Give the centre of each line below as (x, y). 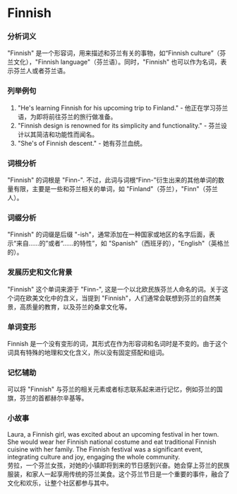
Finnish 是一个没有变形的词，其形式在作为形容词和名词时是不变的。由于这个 (117, 343)
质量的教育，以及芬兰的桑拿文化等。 (78, 306)
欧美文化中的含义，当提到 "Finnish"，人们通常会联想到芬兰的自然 (120, 298)
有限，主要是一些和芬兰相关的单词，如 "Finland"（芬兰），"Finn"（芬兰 (116, 189)
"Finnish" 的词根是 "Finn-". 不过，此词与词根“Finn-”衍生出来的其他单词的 (113, 180)
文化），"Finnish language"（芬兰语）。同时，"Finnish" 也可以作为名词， (117, 62)
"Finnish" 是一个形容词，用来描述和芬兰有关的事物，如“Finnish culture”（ (114, 53)
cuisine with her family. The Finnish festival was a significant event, (105, 449)
